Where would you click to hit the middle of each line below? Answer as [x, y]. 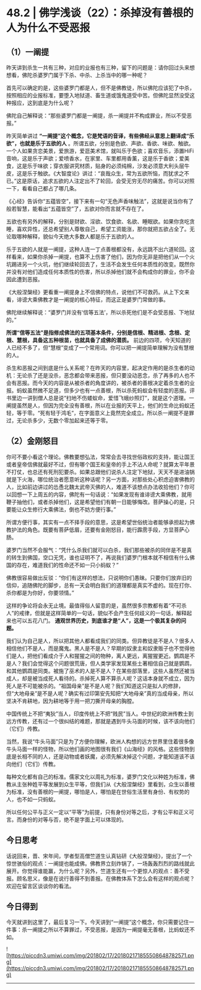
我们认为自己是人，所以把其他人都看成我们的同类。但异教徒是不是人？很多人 [100, 640]
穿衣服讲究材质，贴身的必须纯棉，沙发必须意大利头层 [118, 166]
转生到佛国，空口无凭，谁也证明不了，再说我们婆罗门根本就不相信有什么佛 [103, 557]
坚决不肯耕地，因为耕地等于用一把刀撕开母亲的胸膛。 [72, 700]
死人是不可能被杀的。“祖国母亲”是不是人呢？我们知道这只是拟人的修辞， [95, 685]
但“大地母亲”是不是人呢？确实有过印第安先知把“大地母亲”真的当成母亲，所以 [100, 693]
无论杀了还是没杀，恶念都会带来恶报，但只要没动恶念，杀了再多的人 [100, 375]
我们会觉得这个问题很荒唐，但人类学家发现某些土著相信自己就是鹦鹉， [108, 663]
